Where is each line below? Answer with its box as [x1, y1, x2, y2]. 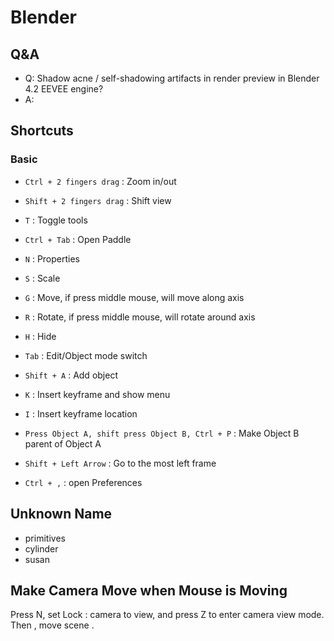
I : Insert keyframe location [24, 407, 138, 420]
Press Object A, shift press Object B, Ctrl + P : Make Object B [24, 427, 300, 439]
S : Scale [24, 272, 61, 284]
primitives [24, 532, 66, 544]
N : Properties [24, 252, 80, 265]
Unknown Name [10, 506, 113, 523]
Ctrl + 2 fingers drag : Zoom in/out [24, 175, 177, 187]
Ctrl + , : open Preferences [24, 476, 143, 488]
